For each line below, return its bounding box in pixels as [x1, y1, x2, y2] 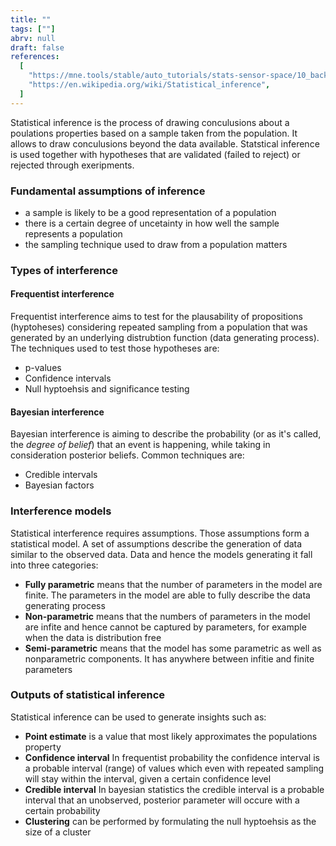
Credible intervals [24, 469, 98, 481]
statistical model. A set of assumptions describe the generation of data [10, 537, 303, 550]
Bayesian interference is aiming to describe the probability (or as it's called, [10, 428, 322, 440]
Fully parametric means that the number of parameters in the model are [24, 578, 323, 590]
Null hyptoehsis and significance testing [24, 383, 190, 395]
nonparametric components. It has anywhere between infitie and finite [24, 652, 315, 665]
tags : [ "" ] [10, 24, 56, 34]
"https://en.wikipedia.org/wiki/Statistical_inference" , [28, 80, 271, 90]
